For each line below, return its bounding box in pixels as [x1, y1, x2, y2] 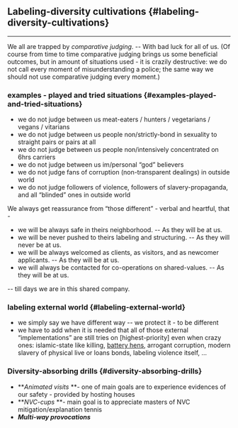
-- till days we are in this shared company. [7, 285, 130, 293]
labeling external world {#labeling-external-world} [7, 302, 186, 312]
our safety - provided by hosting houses [17, 390, 135, 398]
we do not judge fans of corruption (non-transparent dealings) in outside [17, 168, 230, 177]
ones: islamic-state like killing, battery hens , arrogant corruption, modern [17, 341, 231, 350]
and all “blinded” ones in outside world [17, 191, 131, 199]
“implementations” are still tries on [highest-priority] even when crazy [17, 334, 222, 342]
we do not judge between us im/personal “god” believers [17, 160, 184, 169]
